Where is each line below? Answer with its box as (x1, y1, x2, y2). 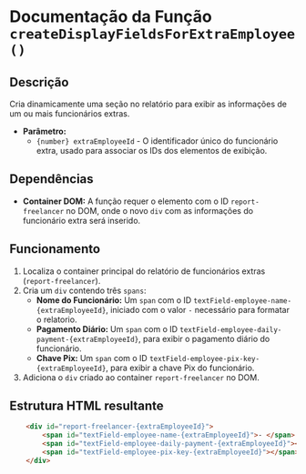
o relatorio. (36, 314, 77, 325)
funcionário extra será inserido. (22, 215, 141, 226)
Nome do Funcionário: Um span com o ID (36, 294, 192, 306)
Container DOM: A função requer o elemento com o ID (22, 196, 229, 207)
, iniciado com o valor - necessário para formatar (106, 304, 290, 315)
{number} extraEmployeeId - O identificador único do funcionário (36, 136, 279, 146)
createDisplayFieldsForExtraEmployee (9, 25, 296, 43)
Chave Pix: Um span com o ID (36, 352, 148, 363)
